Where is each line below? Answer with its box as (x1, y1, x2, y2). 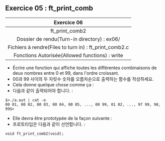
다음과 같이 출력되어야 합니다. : (12, 87, 73, 93)
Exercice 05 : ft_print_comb (5, 4, 94, 13)
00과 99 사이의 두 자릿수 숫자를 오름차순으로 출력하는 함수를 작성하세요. (12, 76, 154, 82)
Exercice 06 (53, 19, 83, 26)
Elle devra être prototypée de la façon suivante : (12, 115, 112, 121)
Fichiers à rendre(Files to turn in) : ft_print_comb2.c (8, 44, 129, 51)
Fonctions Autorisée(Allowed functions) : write (13, 52, 123, 59)
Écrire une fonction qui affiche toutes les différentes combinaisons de (12, 65, 157, 71)
